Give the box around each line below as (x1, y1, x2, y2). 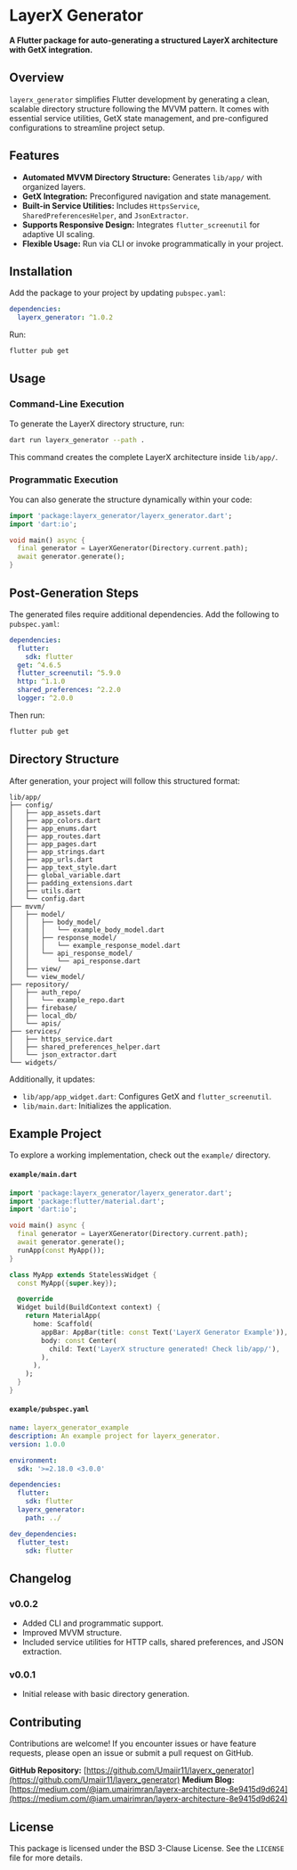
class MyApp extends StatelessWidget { (9, 1270, 157, 1280)
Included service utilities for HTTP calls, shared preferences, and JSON (21, 1637, 285, 1648)
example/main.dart (9, 1170, 77, 1180)
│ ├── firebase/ (9, 1003, 77, 1012)
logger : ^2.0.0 (17, 694, 74, 703)
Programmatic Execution (9, 474, 118, 486)
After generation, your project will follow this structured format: (9, 775, 240, 786)
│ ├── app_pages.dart (9, 839, 98, 848)
